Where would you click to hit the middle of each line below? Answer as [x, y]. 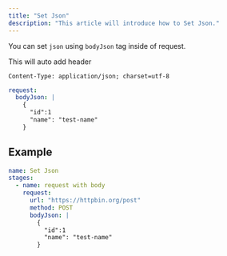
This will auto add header [50, 62]
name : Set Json [34, 170]
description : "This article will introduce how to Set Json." [114, 23]
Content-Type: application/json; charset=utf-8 [89, 76]
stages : [21, 178]
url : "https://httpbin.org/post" [85, 201]
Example [30, 152]
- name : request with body [60, 186]
